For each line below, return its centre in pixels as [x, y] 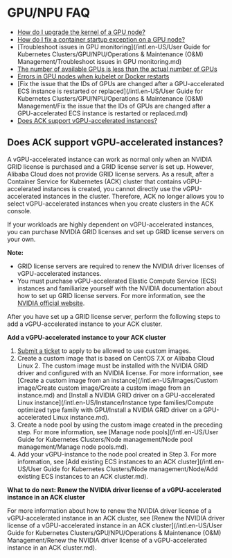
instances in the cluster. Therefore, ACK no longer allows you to [133, 196]
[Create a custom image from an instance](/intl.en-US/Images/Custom [117, 380]
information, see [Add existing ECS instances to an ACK [97, 461]
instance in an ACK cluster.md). [52, 548]
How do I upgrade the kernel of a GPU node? [81, 32]
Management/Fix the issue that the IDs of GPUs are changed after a [114, 106]
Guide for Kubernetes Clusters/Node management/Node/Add [131, 469]
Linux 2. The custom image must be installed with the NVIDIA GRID [113, 366]
